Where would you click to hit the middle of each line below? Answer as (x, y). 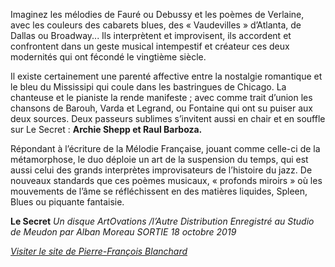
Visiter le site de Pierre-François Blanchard (99, 251)
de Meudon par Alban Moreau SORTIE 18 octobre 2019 (123, 232)
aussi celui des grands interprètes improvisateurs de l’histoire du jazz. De (161, 170)
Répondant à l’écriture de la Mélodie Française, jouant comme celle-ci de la (165, 148)
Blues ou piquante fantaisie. (67, 202)
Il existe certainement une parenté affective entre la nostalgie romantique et (166, 76)
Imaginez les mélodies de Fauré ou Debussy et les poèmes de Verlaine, (157, 14)
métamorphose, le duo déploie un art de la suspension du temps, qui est (159, 159)
